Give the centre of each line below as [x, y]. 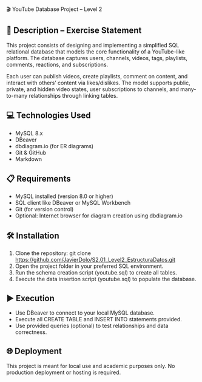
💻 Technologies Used [49, 116]
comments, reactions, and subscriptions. [57, 64]
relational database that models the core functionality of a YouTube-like [96, 52]
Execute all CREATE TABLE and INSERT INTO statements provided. [98, 319]
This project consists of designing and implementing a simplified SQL [93, 45]
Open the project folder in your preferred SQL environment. [89, 266]
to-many [17, 95]
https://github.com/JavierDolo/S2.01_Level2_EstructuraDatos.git [95, 260]
